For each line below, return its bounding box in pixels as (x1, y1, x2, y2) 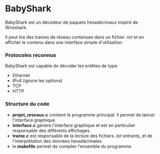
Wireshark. (5, 24, 28, 30)
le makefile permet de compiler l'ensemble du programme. (12, 143, 133, 149)
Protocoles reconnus (5, 51, 57, 58)
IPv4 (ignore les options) (12, 77, 63, 84)
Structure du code (5, 101, 50, 108)
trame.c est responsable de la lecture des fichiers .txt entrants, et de (12, 133, 153, 139)
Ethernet (12, 73, 30, 78)
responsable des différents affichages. (12, 127, 91, 133)
